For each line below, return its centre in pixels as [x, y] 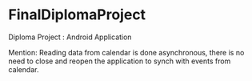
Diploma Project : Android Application [70, 37]
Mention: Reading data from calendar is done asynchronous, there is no [126, 52]
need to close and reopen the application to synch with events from [120, 61]
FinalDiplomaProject [77, 15]
